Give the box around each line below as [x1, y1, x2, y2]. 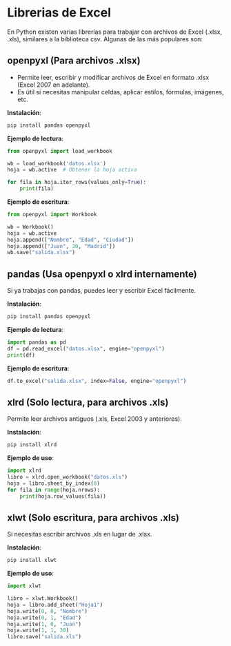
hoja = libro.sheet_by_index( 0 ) [7, 480, 100, 487]
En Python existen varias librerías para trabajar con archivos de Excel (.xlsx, [7, 28, 223, 36]
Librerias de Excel [7, 5, 112, 21]
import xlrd [7, 467, 41, 475]
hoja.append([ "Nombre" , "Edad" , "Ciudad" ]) [7, 236, 134, 243]
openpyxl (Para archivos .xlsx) [7, 55, 141, 67]
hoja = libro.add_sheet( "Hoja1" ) [7, 601, 103, 608]
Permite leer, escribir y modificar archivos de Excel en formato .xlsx [17, 73, 210, 81]
